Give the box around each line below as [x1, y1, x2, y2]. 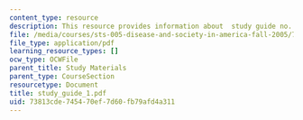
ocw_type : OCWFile [9, 55, 78, 64]
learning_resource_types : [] [9, 47, 119, 56]
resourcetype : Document [9, 80, 99, 89]
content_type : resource [9, 13, 99, 23]
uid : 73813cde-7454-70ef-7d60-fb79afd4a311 [9, 97, 176, 106]
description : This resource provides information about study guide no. [9, 22, 293, 31]
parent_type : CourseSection [9, 72, 115, 81]
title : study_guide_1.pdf [9, 88, 106, 97]
